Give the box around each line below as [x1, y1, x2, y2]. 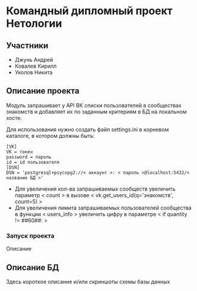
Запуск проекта [6, 232, 55, 240]
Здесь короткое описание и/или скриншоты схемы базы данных [6, 278, 170, 285]
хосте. [6, 114, 23, 121]
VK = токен [6, 148, 33, 155]
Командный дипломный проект [6, 4, 173, 18]
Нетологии [6, 17, 62, 30]
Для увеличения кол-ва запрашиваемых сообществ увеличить [14, 185, 176, 192]
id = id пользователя [6, 159, 60, 165]
